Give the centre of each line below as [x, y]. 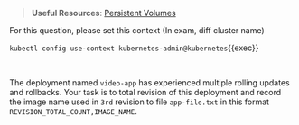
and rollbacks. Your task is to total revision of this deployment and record [145, 92]
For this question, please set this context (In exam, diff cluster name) [137, 30]
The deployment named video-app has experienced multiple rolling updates [150, 83]
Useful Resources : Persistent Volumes [103, 13]
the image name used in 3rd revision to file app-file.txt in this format [139, 102]
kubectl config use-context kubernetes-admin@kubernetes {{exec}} [134, 48]
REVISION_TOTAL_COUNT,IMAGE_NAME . [73, 111]
